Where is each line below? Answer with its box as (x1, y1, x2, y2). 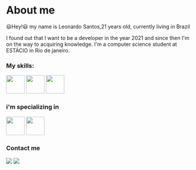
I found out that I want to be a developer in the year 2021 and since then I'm (6, 34, 190, 41)
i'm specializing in (6, 103, 59, 111)
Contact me (6, 144, 41, 152)
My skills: (6, 61, 34, 69)
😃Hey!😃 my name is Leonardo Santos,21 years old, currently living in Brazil (6, 23, 190, 30)
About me (6, 4, 55, 17)
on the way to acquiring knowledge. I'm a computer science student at (6, 41, 178, 48)
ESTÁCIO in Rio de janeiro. (6, 46, 70, 54)
